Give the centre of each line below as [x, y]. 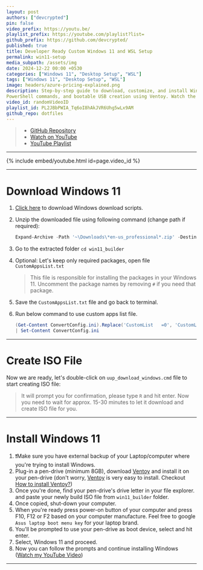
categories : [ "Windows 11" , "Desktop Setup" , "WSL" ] [74, 74]
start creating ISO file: [34, 384]
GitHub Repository [53, 130]
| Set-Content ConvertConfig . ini [57, 331]
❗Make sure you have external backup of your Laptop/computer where [102, 456]
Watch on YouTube [53, 137]
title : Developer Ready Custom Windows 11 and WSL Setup [79, 52]
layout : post [23, 12]
